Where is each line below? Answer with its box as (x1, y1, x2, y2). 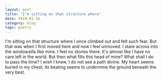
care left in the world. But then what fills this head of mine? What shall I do (5, 54, 154, 60)
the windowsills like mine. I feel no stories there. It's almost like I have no (5, 49, 151, 55)
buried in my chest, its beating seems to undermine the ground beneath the (5, 64, 157, 70)
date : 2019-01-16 (5, 16, 40, 21)
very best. (5, 69, 25, 75)
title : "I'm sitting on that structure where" (5, 12, 101, 16)
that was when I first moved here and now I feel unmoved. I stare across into (5, 44, 158, 49)
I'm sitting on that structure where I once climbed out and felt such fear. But (5, 38, 157, 44)
